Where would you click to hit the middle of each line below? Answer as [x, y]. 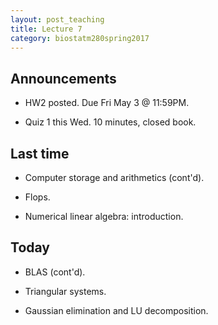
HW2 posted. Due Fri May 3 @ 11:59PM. [107, 103]
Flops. [37, 197]
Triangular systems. [65, 291]
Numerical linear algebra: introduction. [104, 216]
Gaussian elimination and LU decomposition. [116, 310]
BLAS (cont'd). [55, 272]
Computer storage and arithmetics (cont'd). [114, 177]
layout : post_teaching [57, 19]
